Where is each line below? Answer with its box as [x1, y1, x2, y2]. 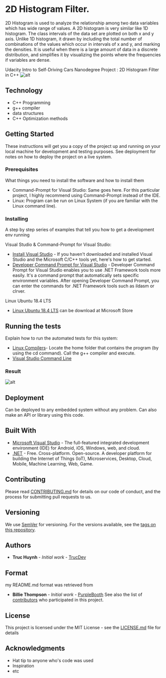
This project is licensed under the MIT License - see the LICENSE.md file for [5, 624, 161, 630]
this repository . [5, 527, 36, 533]
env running [5, 232, 30, 238]
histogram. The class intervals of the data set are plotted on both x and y [5, 30, 154, 36]
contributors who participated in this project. [12, 597, 104, 603]
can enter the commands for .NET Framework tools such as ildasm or [12, 283, 155, 289]
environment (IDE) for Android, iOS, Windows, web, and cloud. [12, 445, 141, 451]
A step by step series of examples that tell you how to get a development [5, 226, 155, 232]
